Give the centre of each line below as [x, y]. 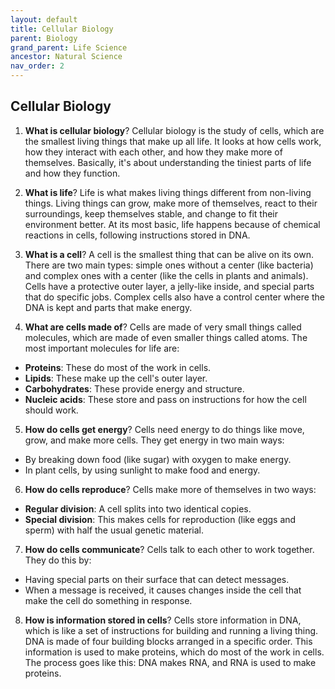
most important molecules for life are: [102, 348]
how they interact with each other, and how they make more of [153, 152]
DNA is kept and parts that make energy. [108, 307]
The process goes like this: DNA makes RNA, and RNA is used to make [170, 662]
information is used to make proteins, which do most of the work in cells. [174, 652]
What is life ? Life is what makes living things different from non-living [168, 192]
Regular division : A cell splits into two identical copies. [138, 508]
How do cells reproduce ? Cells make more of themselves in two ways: [170, 489]
